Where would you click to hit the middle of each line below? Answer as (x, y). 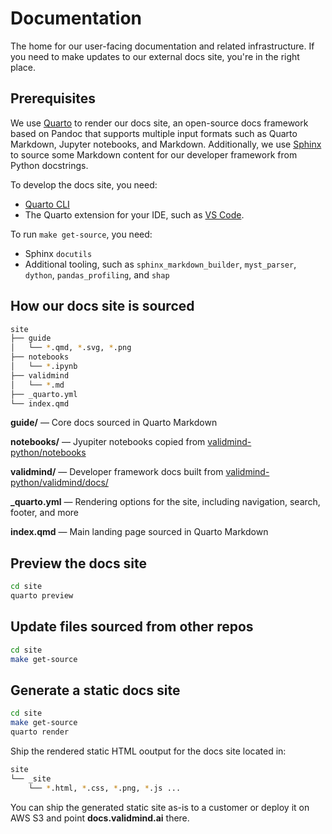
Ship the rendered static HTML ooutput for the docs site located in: (148, 751)
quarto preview (42, 596)
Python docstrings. (49, 165)
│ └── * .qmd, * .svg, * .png (71, 348)
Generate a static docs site (95, 690)
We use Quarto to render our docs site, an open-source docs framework (159, 123)
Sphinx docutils (58, 253)
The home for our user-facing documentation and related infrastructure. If (162, 46)
